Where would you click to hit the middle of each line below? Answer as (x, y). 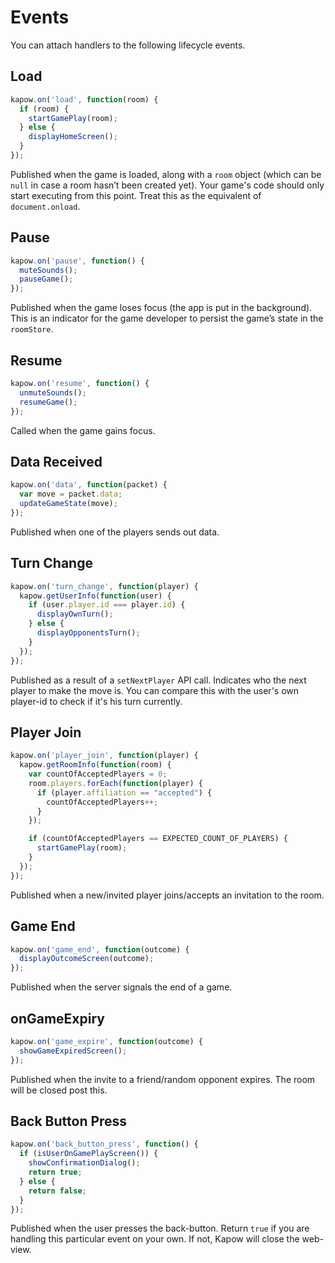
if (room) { (44, 109)
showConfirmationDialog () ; (84, 1163)
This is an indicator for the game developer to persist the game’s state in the (167, 318)
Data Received (56, 461)
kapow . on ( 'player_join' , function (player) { (104, 756)
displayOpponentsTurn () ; (88, 633)
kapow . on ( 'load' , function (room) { (84, 99)
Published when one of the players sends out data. (115, 532)
